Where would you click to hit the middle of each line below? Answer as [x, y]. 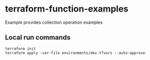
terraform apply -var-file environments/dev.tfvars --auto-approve [75, 53]
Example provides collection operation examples [54, 22]
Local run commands [38, 37]
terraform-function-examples [67, 9]
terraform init [21, 49]
